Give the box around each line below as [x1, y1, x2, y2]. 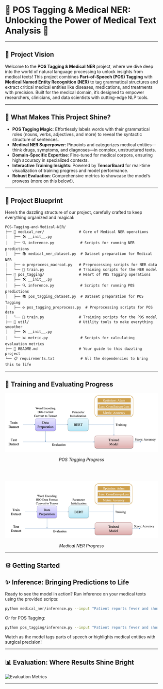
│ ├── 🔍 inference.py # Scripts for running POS [5, 283, 135, 288]
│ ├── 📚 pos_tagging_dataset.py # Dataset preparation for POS [5, 294, 144, 299]
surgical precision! [5, 639, 42, 645]
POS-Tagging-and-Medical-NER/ [5, 225, 66, 230]
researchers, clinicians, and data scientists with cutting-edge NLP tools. [5, 95, 149, 100]
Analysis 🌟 [5, 25, 49, 36]
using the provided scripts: [5, 596, 59, 602]
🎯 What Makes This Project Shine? [5, 113, 111, 121]
